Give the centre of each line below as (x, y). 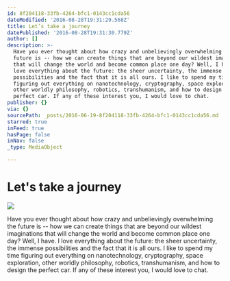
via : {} (18, 109)
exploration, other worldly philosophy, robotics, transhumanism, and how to (114, 262)
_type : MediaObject (35, 147)
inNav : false (26, 141)
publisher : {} (27, 103)
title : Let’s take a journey (49, 26)
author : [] (23, 39)
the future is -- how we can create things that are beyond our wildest (104, 226)
